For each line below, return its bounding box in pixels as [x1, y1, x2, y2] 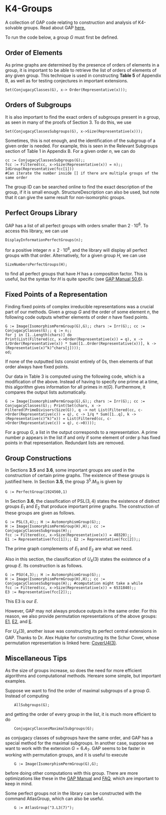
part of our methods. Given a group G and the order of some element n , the [5, 309, 159, 315]
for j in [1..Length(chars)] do [5, 332, 72, 338]
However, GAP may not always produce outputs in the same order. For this [5, 608, 157, 614]
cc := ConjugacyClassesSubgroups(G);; [5, 157, 85, 163]
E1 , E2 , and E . [5, 618, 33, 624]
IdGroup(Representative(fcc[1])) [5, 166, 74, 171]
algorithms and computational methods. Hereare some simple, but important [5, 673, 161, 679]
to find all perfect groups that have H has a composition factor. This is [5, 271, 148, 276]
